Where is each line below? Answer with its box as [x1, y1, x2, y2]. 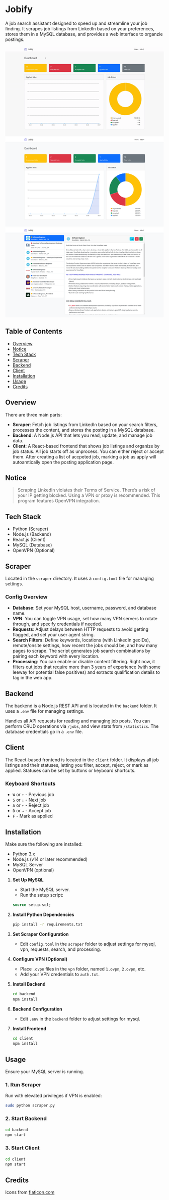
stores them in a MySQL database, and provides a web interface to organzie [5, 31, 163, 37]
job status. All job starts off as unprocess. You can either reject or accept [12, 448, 164, 454]
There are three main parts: [5, 411, 62, 418]
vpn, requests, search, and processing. [20, 946, 102, 952]
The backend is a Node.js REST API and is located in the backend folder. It [5, 703, 157, 709]
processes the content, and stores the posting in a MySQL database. [12, 427, 155, 433]
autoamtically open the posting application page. [12, 459, 114, 465]
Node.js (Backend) [12, 531, 51, 537]
